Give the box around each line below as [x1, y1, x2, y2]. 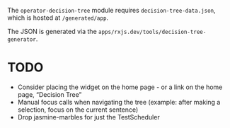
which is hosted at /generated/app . [7, 13, 108, 22]
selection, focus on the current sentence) [17, 105, 139, 114]
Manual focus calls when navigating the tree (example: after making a [17, 98, 221, 106]
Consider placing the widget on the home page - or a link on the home [17, 83, 223, 91]
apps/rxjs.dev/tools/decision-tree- [98, 28, 207, 35]
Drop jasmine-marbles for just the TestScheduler [17, 112, 161, 121]
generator [7, 36, 37, 43]
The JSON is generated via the [7, 28, 97, 35]
